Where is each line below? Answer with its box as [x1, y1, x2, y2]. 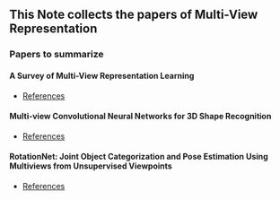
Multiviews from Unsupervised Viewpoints [9, 161, 172, 171]
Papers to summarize [9, 48, 105, 61]
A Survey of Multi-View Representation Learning [9, 70, 195, 81]
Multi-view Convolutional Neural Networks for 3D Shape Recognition [9, 111, 272, 122]
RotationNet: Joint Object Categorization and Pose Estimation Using [9, 152, 269, 162]
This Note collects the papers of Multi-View [9, 7, 258, 22]
